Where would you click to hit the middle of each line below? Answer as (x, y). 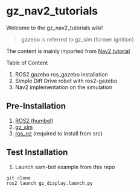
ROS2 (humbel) (34, 120)
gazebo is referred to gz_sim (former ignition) (78, 39)
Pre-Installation (36, 106)
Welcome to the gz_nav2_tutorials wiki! (55, 28)
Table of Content (27, 63)
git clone (19, 178)
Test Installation (37, 153)
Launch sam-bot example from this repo (65, 167)
